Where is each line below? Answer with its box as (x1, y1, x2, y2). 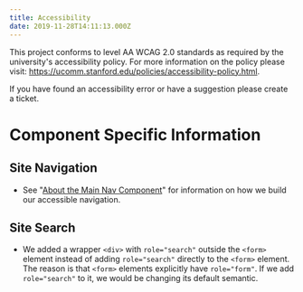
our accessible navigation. (22, 193, 121, 204)
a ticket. (9, 92, 39, 104)
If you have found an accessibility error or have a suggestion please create (9, 83, 289, 94)
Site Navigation (9, 160, 98, 176)
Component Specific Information (9, 124, 261, 145)
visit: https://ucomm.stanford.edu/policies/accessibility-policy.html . (9, 65, 260, 77)
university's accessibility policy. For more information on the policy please (9, 56, 285, 67)
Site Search (9, 220, 76, 235)
